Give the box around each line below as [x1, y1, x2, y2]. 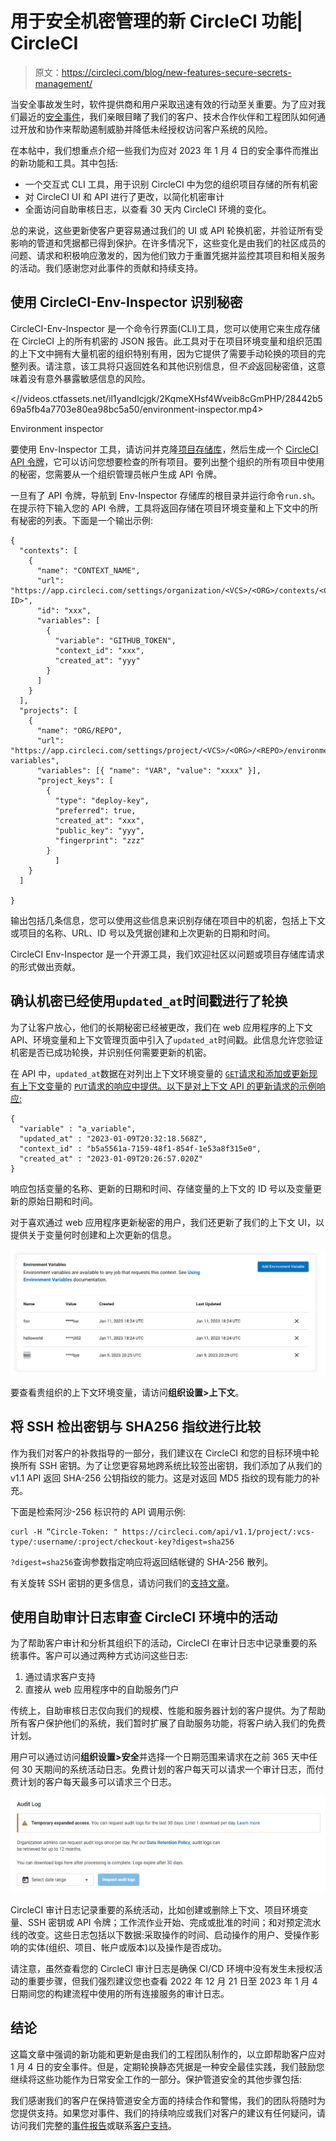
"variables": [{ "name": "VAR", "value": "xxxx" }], [36, 765, 262, 776]
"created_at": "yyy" [54, 655, 141, 666]
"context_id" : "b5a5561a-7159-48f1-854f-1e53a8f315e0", [19, 1143, 262, 1154]
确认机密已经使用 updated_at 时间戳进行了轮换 [10, 993, 288, 1010]
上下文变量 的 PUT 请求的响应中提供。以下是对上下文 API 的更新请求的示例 [18, 1080, 317, 1092]
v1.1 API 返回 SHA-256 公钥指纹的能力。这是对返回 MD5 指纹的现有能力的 [10, 1472, 312, 1484]
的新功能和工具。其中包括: [10, 157, 119, 169]
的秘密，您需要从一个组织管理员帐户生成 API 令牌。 [10, 468, 223, 480]
